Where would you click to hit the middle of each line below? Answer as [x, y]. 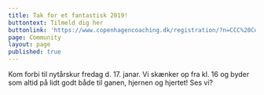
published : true [35, 52]
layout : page [29, 45]
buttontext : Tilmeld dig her [56, 23]
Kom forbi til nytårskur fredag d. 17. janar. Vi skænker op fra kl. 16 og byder [129, 74]
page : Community [35, 37]
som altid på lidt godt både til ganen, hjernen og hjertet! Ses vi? [111, 82]
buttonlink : [27, 30]
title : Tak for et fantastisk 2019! [68, 15]
